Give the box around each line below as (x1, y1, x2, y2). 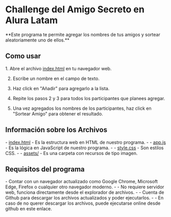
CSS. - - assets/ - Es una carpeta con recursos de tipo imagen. (5, 150, 138, 156)
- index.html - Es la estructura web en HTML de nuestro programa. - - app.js (5, 139, 166, 145)
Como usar (5, 52, 41, 61)
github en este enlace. (5, 206, 52, 212)
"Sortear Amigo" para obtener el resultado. (12, 110, 103, 116)
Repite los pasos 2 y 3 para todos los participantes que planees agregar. (12, 95, 165, 101)
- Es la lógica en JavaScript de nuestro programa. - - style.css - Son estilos (5, 145, 164, 151)
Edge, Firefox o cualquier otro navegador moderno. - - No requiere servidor (5, 184, 164, 190)
